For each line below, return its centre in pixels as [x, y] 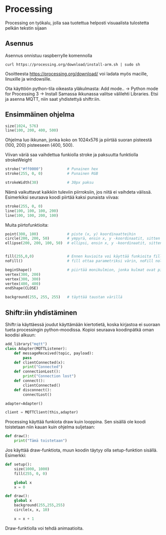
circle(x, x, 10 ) [32, 510]
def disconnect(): [33, 390]
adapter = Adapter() [24, 404]
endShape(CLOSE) [22, 288]
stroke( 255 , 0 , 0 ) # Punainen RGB [52, 174]
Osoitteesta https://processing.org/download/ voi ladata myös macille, [77, 74]
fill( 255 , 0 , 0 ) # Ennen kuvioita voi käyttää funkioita [78, 256]
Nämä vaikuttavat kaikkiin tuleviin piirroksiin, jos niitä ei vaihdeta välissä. [79, 192]
